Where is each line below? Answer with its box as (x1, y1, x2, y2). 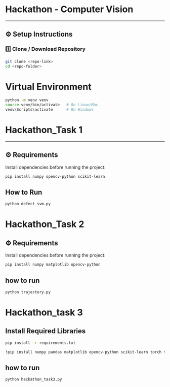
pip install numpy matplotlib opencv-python (5, 262, 101, 267)
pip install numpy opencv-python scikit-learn (5, 174, 105, 179)
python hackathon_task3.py (5, 377, 62, 382)
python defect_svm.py (5, 202, 51, 207)
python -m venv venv (5, 98, 49, 103)
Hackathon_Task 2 (5, 218, 84, 230)
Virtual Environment (5, 81, 92, 92)
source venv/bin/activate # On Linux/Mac (5, 103, 99, 108)
